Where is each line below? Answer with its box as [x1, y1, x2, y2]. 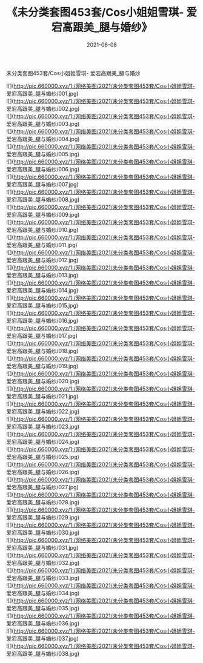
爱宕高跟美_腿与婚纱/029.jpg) [6, 513, 80, 521]
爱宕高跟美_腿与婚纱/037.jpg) [6, 635, 79, 642]
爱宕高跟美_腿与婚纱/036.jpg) [6, 619, 80, 627]
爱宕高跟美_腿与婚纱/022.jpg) [6, 407, 80, 415]
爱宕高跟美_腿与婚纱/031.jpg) [6, 544, 79, 551]
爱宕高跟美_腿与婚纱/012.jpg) [6, 256, 79, 263]
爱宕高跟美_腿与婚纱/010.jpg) [6, 226, 79, 233]
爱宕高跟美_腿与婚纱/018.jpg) [6, 347, 79, 354]
